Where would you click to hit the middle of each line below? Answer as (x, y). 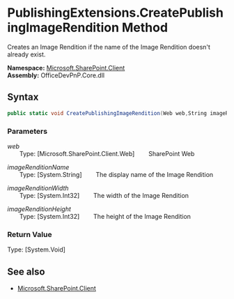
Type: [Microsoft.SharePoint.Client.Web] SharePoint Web (107, 153)
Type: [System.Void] (37, 250)
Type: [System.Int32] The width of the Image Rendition (104, 195)
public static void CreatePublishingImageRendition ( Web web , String (107, 113)
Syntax (23, 97)
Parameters (27, 131)
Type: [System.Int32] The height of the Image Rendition (106, 216)
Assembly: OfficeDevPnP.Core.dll (56, 75)
